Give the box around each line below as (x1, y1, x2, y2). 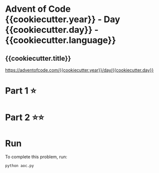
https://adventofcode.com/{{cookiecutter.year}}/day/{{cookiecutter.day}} (5, 67, 154, 73)
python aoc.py (5, 163, 34, 169)
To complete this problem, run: (5, 154, 67, 160)
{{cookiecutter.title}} (5, 54, 71, 62)
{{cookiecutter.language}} (5, 35, 116, 46)
